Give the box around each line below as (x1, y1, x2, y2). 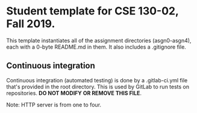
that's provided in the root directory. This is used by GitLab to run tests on (6, 83, 190, 90)
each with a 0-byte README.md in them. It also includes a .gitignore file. (6, 43, 187, 50)
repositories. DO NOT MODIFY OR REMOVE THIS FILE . (6, 89, 142, 97)
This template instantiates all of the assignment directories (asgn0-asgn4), (6, 37, 192, 44)
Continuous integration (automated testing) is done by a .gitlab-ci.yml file (6, 76, 188, 84)
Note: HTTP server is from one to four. (6, 101, 101, 108)
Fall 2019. (6, 17, 55, 31)
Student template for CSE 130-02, (6, 4, 179, 18)
